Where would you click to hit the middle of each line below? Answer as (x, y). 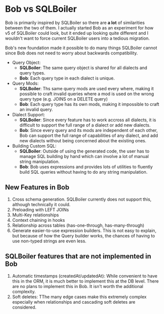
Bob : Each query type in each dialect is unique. (67, 78)
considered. (24, 307)
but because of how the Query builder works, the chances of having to (83, 235)
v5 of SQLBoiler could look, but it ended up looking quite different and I (77, 33)
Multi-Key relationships (35, 215)
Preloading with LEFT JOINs (41, 209)
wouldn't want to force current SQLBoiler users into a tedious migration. (78, 38)
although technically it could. (41, 204)
